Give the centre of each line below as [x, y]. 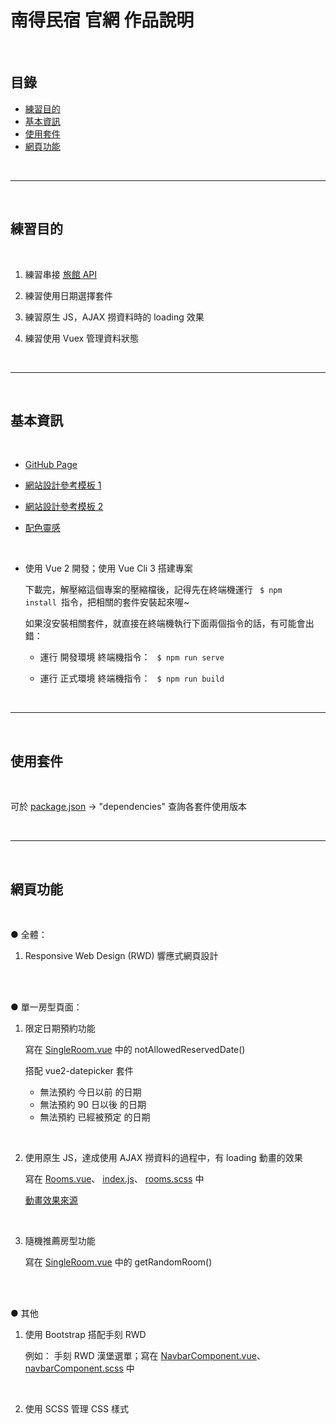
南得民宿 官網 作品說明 [102, 20]
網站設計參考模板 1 [63, 485]
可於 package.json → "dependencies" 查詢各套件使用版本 [128, 807]
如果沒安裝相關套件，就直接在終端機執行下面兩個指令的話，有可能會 [165, 623]
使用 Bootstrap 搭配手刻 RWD [85, 1334]
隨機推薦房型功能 [60, 1240]
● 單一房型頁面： [46, 1007]
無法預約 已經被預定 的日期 [95, 1117]
